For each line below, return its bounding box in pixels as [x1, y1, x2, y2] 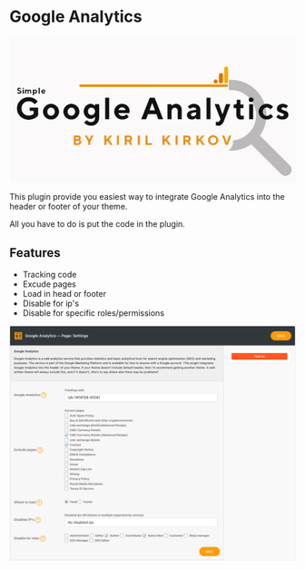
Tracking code [22, 270, 77, 280]
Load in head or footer [22, 289, 107, 299]
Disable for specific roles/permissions [22, 308, 165, 319]
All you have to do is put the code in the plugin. [9, 219, 186, 230]
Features [9, 245, 61, 260]
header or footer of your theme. [9, 201, 128, 212]
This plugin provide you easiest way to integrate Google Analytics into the [9, 191, 285, 202]
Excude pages [22, 279, 77, 289]
